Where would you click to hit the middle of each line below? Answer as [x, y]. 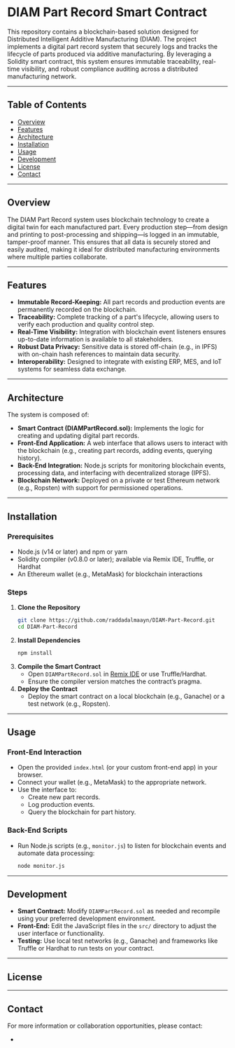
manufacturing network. [42, 76]
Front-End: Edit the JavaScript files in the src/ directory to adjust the [117, 926]
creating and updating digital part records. [78, 436]
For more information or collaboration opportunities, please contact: [105, 1026]
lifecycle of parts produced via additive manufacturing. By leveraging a [109, 54]
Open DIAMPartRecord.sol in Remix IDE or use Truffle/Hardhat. [117, 674]
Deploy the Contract [48, 688]
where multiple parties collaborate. [57, 257]
